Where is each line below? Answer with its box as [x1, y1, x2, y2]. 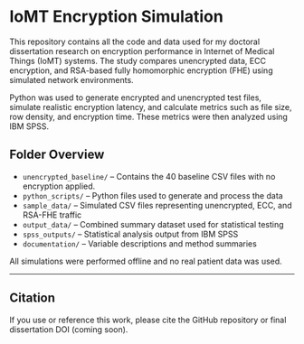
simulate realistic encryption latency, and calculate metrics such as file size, [9, 101, 292, 112]
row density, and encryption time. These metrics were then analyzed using [9, 111, 288, 122]
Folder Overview [9, 147, 105, 163]
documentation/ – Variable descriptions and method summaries [22, 237, 258, 249]
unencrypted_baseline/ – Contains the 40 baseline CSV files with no [22, 171, 276, 181]
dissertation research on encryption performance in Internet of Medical [9, 45, 275, 56]
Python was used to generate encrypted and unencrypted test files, [9, 92, 262, 103]
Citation [9, 291, 56, 306]
